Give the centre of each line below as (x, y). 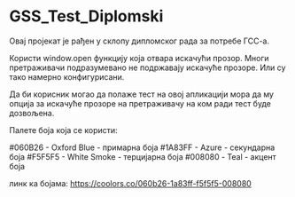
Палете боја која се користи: (63, 130)
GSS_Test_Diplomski (86, 16)
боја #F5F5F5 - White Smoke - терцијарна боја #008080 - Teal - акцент (143, 156)
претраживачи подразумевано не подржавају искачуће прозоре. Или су (147, 67)
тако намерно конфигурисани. (67, 76)
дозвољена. (32, 113)
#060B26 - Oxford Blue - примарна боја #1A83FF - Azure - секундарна (142, 147)
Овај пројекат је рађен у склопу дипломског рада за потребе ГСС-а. (140, 41)
